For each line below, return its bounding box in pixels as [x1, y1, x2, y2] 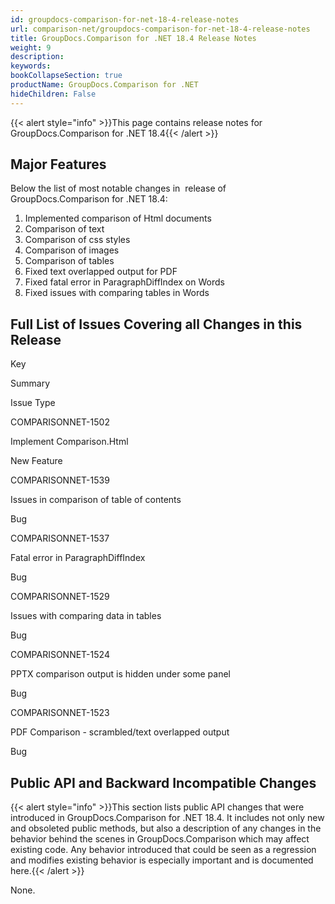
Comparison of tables [24, 255, 115, 267]
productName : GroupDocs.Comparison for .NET [10, 80, 199, 90]
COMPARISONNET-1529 [10, 591, 110, 603]
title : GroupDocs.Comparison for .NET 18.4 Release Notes [10, 33, 257, 43]
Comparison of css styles [24, 234, 131, 246]
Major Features [10, 156, 107, 173]
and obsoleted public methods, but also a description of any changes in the [10, 822, 322, 835]
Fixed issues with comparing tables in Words [24, 287, 210, 299]
